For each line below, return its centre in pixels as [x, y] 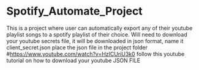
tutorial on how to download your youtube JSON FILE [73, 60]
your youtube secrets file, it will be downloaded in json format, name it [95, 41]
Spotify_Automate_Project [74, 11]
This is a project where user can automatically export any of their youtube [99, 28]
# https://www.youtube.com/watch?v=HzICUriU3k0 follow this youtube [96, 54]
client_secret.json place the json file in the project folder [77, 47]
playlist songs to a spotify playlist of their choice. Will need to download [97, 34]
